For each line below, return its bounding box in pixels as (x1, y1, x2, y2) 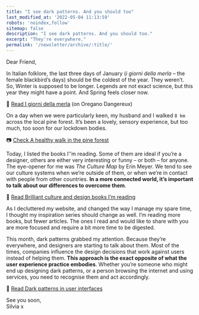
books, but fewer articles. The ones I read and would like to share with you (6, 217, 189, 224)
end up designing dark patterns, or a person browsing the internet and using (6, 267, 194, 274)
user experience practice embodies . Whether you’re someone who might (6, 260, 188, 268)
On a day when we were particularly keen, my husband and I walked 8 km (6, 111, 185, 119)
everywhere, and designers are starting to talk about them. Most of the (6, 242, 179, 249)
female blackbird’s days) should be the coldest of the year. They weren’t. (6, 76, 184, 83)
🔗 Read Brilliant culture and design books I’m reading (6, 193, 135, 200)
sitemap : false (6, 25, 44, 32)
